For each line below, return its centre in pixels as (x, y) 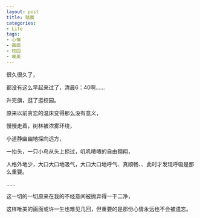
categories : (21, 23)
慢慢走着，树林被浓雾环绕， (41, 126)
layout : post (23, 12)
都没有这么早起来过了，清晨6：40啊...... (56, 87)
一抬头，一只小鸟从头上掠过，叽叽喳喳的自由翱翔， (70, 151)
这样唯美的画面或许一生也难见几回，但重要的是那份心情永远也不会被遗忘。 (99, 209)
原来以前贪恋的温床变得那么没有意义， (54, 113)
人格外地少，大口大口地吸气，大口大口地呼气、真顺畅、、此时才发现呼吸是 (98, 164)
